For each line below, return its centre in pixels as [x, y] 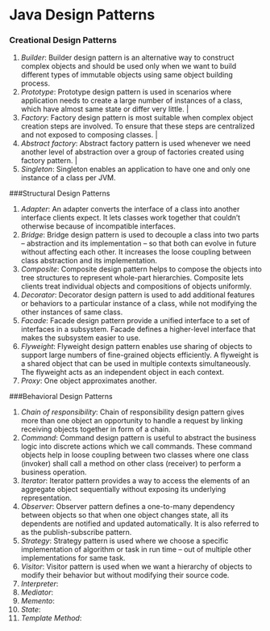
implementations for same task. [73, 558]
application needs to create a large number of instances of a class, [131, 101]
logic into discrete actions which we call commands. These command [136, 447]
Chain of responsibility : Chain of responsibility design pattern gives [133, 412]
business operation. [54, 472]
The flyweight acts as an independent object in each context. [123, 372]
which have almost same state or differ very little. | [105, 109]
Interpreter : [39, 584]
